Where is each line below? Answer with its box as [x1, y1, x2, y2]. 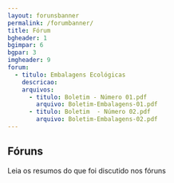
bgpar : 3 [7, 49, 37, 56]
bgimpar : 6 [7, 41, 44, 49]
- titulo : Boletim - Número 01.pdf [28, 93, 148, 101]
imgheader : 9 [7, 56, 51, 64]
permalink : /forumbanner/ [7, 19, 93, 27]
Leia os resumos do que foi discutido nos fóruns [7, 165, 167, 175]
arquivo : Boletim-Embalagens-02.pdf [36, 115, 158, 123]
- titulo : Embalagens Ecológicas [14, 71, 126, 79]
